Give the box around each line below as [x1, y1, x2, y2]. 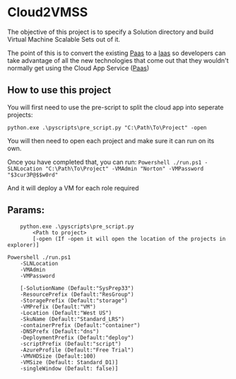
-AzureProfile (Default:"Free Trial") [20, 347, 134, 354]
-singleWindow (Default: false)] [20, 365, 119, 372]
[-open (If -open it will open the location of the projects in [33, 235, 226, 242]
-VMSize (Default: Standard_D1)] [20, 359, 119, 366]
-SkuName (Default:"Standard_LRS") [20, 315, 125, 323]
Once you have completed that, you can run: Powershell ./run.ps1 [7, 157, 202, 166]
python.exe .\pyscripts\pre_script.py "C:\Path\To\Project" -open [7, 124, 207, 131]
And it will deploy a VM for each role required [7, 184, 139, 192]
